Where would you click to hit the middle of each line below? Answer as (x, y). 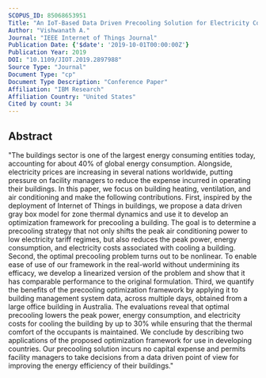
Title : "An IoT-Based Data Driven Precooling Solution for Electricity (129, 23)
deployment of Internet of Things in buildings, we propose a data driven (125, 205)
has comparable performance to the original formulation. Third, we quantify (131, 281)
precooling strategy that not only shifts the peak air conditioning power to (128, 231)
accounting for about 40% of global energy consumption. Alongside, (120, 163)
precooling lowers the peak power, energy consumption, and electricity (125, 315)
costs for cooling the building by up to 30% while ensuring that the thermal (131, 323)
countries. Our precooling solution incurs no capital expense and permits (127, 349)
